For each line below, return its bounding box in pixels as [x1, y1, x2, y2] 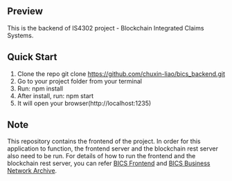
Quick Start [7, 51, 57, 63]
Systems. [7, 31, 34, 39]
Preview [7, 6, 44, 17]
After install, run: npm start [17, 91, 94, 99]
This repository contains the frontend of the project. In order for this [7, 137, 201, 146]
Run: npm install [17, 84, 64, 93]
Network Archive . [7, 166, 57, 175]
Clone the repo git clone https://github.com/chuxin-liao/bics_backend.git [17, 69, 225, 78]
